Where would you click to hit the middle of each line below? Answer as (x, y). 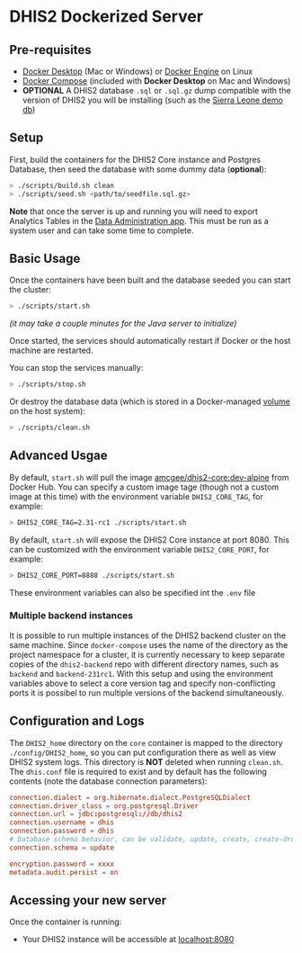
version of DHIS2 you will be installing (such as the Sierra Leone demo (152, 100)
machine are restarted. (51, 351)
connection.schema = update (62, 848)
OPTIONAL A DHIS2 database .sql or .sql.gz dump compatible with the (156, 90)
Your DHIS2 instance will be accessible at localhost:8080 (128, 940)
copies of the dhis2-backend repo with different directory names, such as (144, 664)
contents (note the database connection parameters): (108, 781)
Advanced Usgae (58, 456)
